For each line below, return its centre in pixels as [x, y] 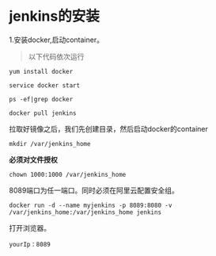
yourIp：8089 [30, 244]
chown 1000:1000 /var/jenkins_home [68, 174]
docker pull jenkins [43, 113]
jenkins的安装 [54, 16]
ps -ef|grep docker [41, 99]
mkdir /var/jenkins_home [50, 143]
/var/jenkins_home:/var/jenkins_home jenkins [85, 212]
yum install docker [41, 71]
